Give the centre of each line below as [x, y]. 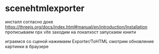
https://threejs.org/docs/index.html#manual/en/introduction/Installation [76, 27]
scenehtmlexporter [45, 8]
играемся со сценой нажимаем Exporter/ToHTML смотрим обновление [79, 41]
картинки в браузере [27, 46]
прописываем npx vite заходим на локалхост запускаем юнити [71, 32]
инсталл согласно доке [29, 22]
